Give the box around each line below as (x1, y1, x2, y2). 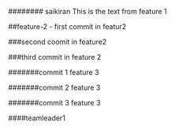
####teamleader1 (8, 113, 65, 123)
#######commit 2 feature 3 (8, 83, 101, 92)
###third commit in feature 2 (8, 53, 102, 61)
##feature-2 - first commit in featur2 (8, 22, 127, 31)
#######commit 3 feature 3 (8, 98, 101, 107)
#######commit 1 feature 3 (8, 68, 100, 77)
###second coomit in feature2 (8, 37, 107, 46)
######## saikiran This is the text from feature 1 (8, 7, 167, 16)
